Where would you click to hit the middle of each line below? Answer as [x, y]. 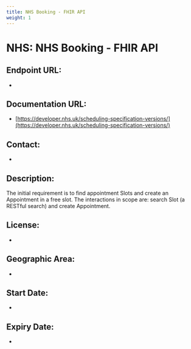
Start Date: [27, 293]
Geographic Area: [40, 259]
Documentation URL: [47, 104]
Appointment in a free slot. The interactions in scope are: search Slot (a [96, 200]
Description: [30, 178]
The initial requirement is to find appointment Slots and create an [88, 193]
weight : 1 [19, 18]
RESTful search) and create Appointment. [58, 206]
